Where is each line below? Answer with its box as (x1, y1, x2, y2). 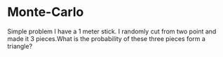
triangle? (7, 42, 33, 50)
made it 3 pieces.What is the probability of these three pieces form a (7, 34, 205, 42)
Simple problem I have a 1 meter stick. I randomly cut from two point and (7, 27, 217, 35)
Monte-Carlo (7, 4, 84, 20)
